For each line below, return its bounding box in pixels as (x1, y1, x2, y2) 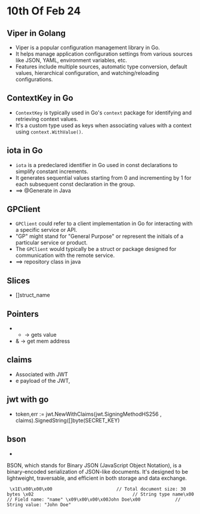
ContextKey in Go (7, 93, 73, 103)
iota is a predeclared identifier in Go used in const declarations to (15, 161, 178, 168)
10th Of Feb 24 (7, 4, 81, 18)
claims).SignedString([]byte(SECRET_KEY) (15, 416, 120, 424)
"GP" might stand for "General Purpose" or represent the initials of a (15, 232, 184, 240)
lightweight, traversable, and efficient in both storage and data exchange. (7, 474, 187, 482)
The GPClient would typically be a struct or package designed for (15, 246, 177, 253)
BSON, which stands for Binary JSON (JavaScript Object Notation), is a (7, 461, 181, 468)
